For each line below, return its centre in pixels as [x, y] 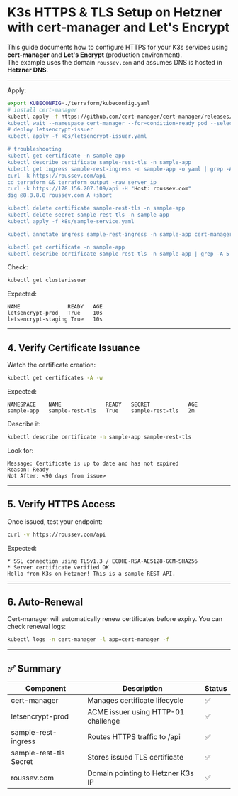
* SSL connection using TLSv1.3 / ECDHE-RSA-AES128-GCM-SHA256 [103, 561]
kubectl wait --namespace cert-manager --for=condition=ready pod [107, 123]
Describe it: [24, 424]
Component [46, 689]
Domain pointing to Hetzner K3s [141, 773]
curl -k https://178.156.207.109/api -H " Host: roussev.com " [100, 189]
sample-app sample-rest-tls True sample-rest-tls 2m [101, 411]
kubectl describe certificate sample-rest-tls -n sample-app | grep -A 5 [119, 254]
